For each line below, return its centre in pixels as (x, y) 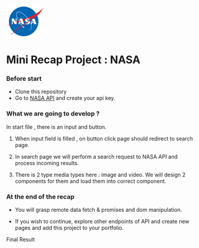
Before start (24, 79)
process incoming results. (47, 163)
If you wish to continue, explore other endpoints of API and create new (102, 222)
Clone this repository (41, 91)
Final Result (20, 240)
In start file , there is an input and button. (56, 127)
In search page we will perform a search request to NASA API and (96, 157)
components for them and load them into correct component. (91, 181)
